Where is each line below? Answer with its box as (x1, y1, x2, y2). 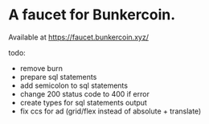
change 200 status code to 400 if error (19, 89, 150, 98)
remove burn (19, 63, 63, 73)
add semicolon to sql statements (19, 81, 129, 90)
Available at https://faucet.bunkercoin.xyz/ (8, 32, 149, 42)
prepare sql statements (19, 72, 97, 81)
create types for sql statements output (19, 97, 147, 107)
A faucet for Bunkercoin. (8, 6, 176, 24)
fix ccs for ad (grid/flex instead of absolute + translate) (19, 106, 202, 116)
